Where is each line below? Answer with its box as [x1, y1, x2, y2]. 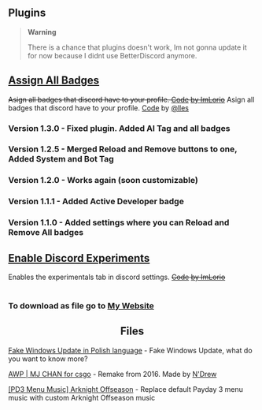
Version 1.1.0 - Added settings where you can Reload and [8, 217, 230, 228]
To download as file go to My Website [8, 300, 155, 311]
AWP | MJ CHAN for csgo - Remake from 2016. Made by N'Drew [8, 369, 217, 378]
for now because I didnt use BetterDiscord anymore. [27, 50, 197, 60]
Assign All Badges [8, 74, 100, 88]
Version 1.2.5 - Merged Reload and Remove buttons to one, [8, 143, 238, 155]
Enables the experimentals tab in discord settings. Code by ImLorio [8, 272, 226, 282]
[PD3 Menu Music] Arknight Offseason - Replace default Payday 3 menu [8, 384, 244, 393]
